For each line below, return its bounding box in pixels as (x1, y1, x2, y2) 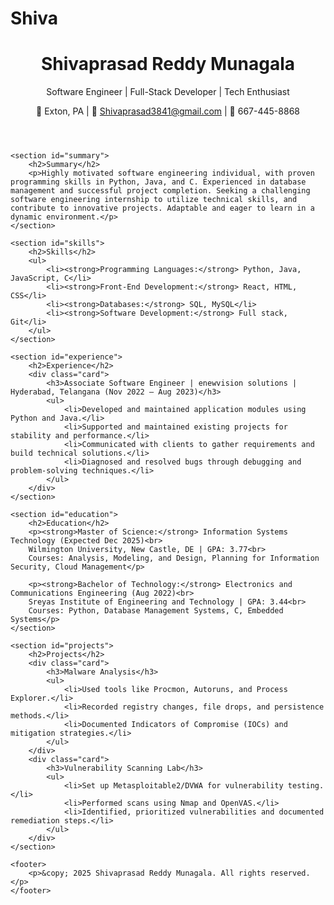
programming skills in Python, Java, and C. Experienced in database (10, 177, 307, 187)
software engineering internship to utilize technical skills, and (10, 195, 298, 205)
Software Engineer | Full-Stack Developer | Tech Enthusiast (46, 86, 290, 98)
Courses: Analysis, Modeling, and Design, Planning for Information (28, 553, 320, 564)
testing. (287, 781, 325, 791)
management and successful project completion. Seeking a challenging (10, 186, 311, 196)
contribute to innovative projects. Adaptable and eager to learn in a (10, 203, 315, 214)
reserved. (269, 868, 311, 879)
